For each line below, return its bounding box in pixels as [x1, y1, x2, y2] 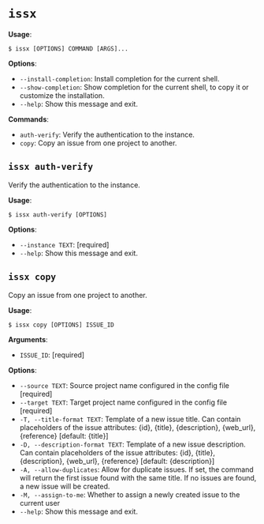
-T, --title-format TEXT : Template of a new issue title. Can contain [19, 414, 241, 424]
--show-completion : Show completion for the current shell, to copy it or [19, 82, 250, 92]
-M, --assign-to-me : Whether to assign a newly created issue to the [19, 489, 240, 499]
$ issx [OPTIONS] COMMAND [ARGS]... [8, 44, 128, 53]
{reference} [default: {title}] [19, 431, 109, 440]
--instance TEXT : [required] [19, 239, 110, 249]
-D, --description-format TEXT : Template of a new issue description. [19, 439, 246, 449]
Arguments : [8, 334, 49, 344]
